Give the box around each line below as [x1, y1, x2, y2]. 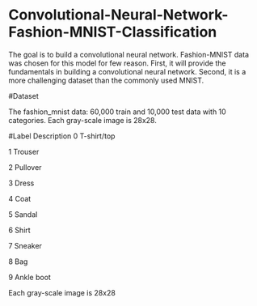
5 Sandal [8, 209, 38, 219]
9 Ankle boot [8, 272, 51, 282]
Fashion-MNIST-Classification [8, 23, 217, 41]
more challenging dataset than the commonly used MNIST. [8, 75, 204, 85]
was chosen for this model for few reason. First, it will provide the [8, 58, 226, 68]
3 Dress [8, 178, 35, 188]
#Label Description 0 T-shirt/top [8, 131, 116, 141]
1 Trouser [8, 147, 40, 156]
